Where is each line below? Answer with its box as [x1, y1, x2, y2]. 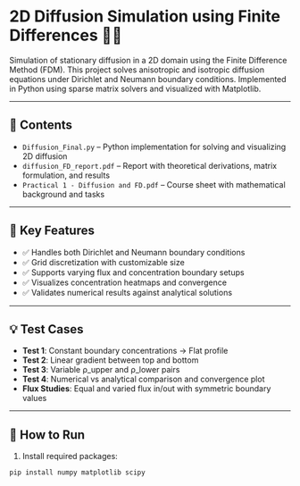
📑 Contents [9, 118, 73, 133]
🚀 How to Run [9, 427, 86, 442]
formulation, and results [21, 170, 110, 180]
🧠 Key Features [9, 223, 96, 239]
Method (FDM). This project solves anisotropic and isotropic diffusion [9, 64, 265, 75]
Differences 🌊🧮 [9, 25, 123, 46]
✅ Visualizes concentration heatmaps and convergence [21, 277, 228, 288]
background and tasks [21, 189, 105, 199]
